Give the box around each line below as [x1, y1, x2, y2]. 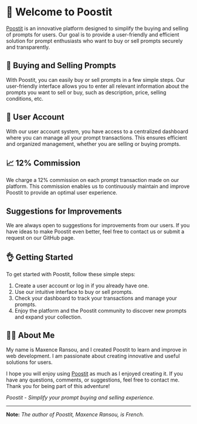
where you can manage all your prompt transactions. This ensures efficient [6, 134, 188, 141]
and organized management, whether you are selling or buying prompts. [6, 140, 181, 147]
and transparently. [6, 44, 50, 51]
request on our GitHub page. [6, 234, 75, 241]
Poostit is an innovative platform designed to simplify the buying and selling [6, 25, 189, 32]
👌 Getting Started [6, 252, 73, 262]
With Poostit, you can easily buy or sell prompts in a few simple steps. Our [6, 76, 186, 83]
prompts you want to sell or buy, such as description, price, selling [6, 88, 167, 96]
